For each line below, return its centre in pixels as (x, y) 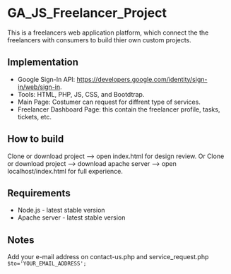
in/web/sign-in (39, 87)
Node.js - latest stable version (61, 210)
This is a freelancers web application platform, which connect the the (108, 32)
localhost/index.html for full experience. (65, 171)
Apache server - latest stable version (71, 218)
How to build (36, 139)
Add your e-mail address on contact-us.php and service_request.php (108, 257)
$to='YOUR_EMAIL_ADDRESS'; (47, 264)
